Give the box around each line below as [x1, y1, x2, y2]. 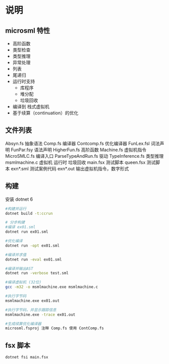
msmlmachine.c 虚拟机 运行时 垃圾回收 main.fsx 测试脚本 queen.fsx [5, 159, 146, 165]
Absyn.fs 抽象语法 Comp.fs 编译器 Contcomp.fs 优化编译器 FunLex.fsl [5, 140, 150, 146]
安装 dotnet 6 [5, 196, 33, 202]
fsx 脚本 [5, 341, 30, 349]
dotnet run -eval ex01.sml [5, 257, 62, 262]
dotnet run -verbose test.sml [5, 271, 69, 276]
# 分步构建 [5, 220, 25, 225]
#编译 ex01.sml [5, 225, 36, 230]
